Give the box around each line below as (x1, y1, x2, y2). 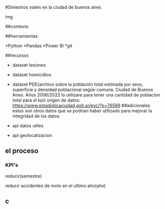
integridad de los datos (12, 113, 59, 119)
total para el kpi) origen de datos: (12, 97, 80, 103)
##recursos (5, 52, 29, 58)
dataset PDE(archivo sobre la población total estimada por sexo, (12, 82, 144, 87)
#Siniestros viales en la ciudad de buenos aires (5, 4, 102, 10)
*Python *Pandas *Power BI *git (5, 43, 73, 49)
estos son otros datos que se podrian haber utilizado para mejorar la (12, 108, 152, 113)
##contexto (5, 23, 29, 29)
